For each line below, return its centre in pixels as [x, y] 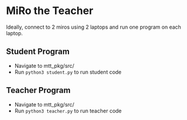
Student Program [38, 52]
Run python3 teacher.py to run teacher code [68, 111]
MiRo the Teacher [50, 11]
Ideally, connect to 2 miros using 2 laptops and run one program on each [93, 27]
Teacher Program [39, 90]
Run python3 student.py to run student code [68, 72]
